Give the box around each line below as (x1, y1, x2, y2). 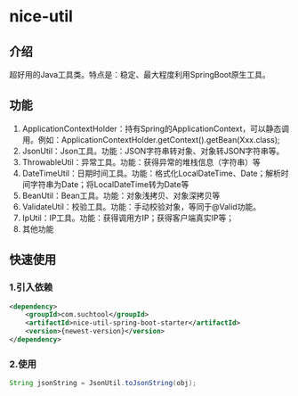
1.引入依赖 (9, 281, 53, 293)
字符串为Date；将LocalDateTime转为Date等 (29, 178, 189, 189)
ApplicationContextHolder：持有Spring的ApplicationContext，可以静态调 (21, 123, 289, 134)
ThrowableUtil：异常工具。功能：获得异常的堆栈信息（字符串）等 (21, 156, 261, 167)
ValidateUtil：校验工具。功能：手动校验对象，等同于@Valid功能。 (21, 201, 261, 211)
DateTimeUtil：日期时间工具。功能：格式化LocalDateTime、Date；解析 (21, 168, 282, 178)
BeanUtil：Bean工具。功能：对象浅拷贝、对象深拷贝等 (21, 190, 221, 201)
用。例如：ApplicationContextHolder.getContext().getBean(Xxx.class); (21, 134, 280, 144)
